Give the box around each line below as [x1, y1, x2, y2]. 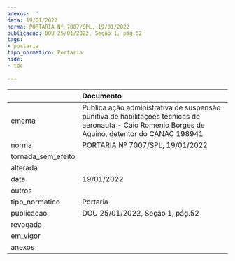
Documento [82, 91, 122, 100]
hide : [7, 56, 23, 63]
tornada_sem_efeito [10, 151, 76, 161]
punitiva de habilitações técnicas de [82, 111, 201, 121]
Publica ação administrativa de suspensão [82, 103, 221, 112]
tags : [7, 36, 23, 43]
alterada [10, 163, 38, 172]
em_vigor [10, 231, 41, 241]
